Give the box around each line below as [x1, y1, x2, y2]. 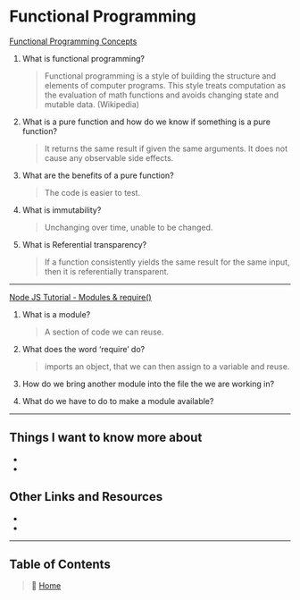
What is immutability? [21, 204, 102, 215]
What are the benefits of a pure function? [21, 170, 174, 181]
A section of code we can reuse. [44, 326, 164, 337]
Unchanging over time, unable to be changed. [44, 222, 213, 232]
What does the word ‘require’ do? [21, 343, 146, 354]
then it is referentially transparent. [44, 266, 170, 276]
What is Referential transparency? [21, 239, 147, 249]
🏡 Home [30, 580, 62, 591]
